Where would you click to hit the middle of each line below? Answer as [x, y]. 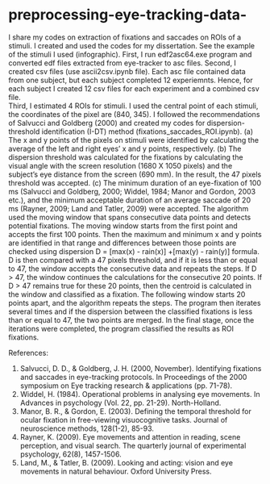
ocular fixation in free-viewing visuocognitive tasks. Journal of [124, 419]
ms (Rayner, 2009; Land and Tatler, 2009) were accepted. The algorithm [129, 208]
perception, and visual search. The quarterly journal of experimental [133, 445]
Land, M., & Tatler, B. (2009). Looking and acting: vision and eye [127, 462]
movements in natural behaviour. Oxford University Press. [116, 471]
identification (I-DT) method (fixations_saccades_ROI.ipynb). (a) [147, 131]
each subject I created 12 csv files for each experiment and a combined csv [134, 88]
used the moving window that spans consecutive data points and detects [130, 217]
